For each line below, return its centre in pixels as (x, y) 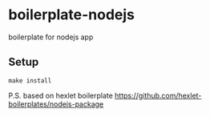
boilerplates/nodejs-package (56, 104)
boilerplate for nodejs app (51, 37)
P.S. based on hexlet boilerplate (61, 95)
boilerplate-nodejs (71, 15)
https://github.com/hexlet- (158, 95)
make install (30, 81)
